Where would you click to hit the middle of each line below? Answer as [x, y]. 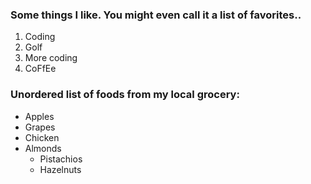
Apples [39, 116]
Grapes [40, 127]
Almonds [43, 148]
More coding [51, 58]
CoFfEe [40, 69]
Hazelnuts [60, 169]
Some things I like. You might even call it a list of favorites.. [156, 15]
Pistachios [61, 159]
